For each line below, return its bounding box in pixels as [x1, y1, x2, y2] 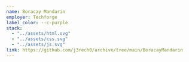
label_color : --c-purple [6, 19, 68, 25]
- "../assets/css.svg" [11, 36, 68, 42]
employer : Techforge [6, 14, 58, 20]
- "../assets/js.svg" [11, 42, 66, 48]
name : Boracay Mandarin [6, 8, 66, 15]
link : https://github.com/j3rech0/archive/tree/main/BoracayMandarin [6, 47, 184, 53]
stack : [6, 25, 23, 31]
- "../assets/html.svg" [11, 31, 71, 37]
